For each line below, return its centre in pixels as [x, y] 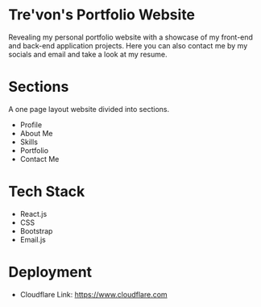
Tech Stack [47, 192]
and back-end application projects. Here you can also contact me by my [128, 45]
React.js [33, 214]
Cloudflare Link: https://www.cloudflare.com [93, 294]
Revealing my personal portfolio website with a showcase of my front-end [131, 37]
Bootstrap [36, 230]
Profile [31, 124]
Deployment [50, 272]
